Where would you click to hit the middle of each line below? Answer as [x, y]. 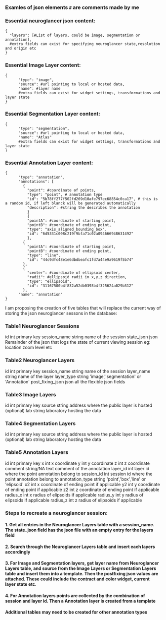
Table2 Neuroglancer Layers [40, 360]
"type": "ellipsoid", [49, 282]
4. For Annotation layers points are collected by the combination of [75, 595]
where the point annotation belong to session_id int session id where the [79, 474]
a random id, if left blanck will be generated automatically [70, 203]
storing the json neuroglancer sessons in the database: [61, 313]
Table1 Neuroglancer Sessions [42, 326]
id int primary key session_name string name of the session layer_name [78, 371]
